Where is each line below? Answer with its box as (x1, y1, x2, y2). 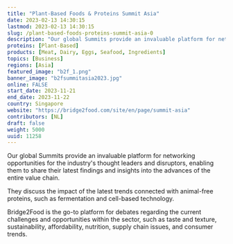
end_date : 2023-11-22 (7, 94, 70, 101)
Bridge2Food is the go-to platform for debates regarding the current (7, 208, 202, 216)
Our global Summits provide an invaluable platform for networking (7, 152, 196, 160)
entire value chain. (7, 174, 60, 182)
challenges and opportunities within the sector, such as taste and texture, (7, 216, 217, 224)
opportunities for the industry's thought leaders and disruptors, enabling (7, 159, 214, 167)
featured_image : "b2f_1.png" (7, 68, 92, 75)
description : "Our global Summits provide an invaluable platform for (7, 36, 216, 43)
